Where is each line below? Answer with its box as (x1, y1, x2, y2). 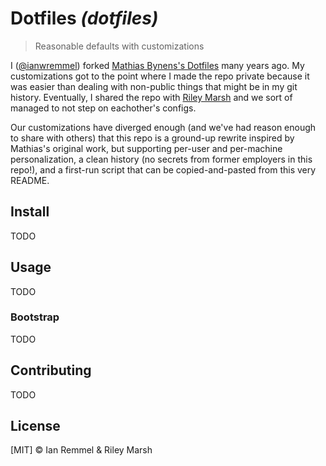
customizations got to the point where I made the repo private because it (10, 70, 310, 82)
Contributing (10, 362, 92, 379)
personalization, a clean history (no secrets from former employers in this (10, 153, 313, 165)
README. (10, 174, 50, 186)
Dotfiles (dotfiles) (10, 7, 159, 30)
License (10, 418, 61, 435)
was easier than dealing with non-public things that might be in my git (10, 80, 298, 92)
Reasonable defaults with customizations (34, 40, 205, 52)
